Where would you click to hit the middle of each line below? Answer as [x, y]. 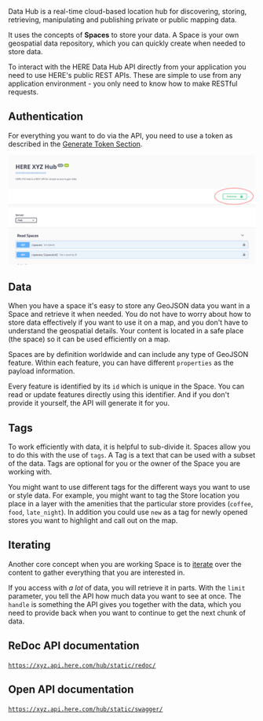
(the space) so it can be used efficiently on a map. [89, 339]
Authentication [46, 117]
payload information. [42, 371]
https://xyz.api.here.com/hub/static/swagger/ [86, 709]
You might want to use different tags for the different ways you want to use [129, 487]
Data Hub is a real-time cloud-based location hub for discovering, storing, [128, 11]
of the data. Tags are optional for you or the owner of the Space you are [124, 464]
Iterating [29, 545]
